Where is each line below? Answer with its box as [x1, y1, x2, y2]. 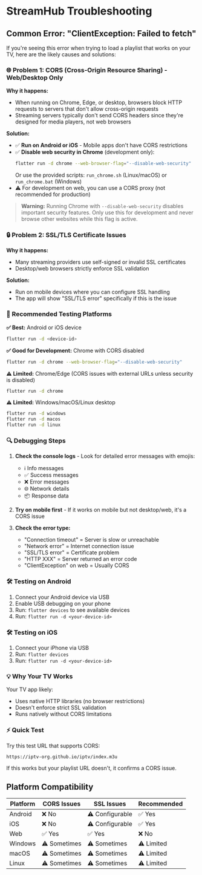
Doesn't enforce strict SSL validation [15, 704, 107, 712]
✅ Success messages [24, 471, 79, 479]
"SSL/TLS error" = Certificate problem [24, 549, 120, 556]
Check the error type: [15, 525, 71, 532]
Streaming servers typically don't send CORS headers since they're [15, 112, 183, 119]
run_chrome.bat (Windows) [15, 178, 82, 185]
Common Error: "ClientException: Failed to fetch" [6, 28, 197, 39]
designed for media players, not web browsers [15, 118, 131, 125]
